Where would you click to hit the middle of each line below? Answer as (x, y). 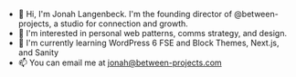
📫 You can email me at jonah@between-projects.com (120, 63)
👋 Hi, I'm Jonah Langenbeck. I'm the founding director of (125, 14)
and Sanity (38, 53)
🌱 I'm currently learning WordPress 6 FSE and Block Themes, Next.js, (149, 43)
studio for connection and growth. (124, 24)
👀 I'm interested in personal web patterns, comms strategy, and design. (153, 33)
